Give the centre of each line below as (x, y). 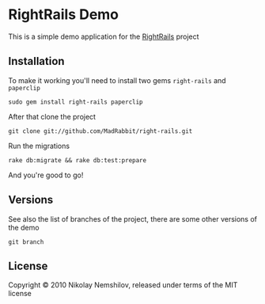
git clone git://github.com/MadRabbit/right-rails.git (100, 131)
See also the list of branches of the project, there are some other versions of (133, 218)
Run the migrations (39, 146)
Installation (36, 61)
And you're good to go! (46, 175)
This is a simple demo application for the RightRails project (104, 36)
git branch (26, 242)
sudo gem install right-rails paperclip (76, 102)
